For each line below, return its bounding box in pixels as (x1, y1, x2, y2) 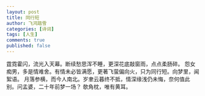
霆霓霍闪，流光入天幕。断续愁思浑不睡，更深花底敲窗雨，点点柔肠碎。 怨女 (6, 60, 196, 67)
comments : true (6, 37, 45, 43)
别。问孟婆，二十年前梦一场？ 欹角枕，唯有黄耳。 (6, 83, 132, 90)
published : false (6, 43, 51, 49)
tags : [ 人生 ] (6, 32, 38, 38)
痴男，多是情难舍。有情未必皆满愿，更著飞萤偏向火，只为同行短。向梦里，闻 (6, 67, 199, 75)
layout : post (6, 9, 40, 15)
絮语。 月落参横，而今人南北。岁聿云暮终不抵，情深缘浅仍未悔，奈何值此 (6, 75, 190, 83)
